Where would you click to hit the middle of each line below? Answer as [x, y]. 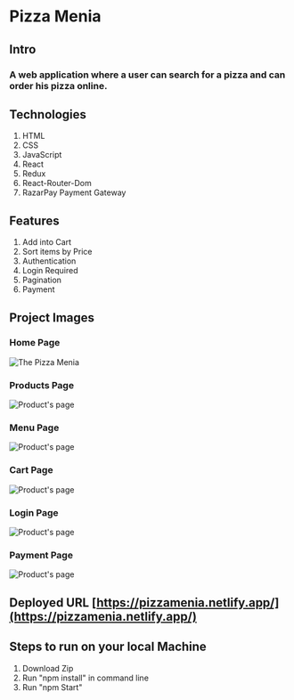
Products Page [41, 385]
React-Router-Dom [57, 183]
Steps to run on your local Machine [108, 647]
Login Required [50, 271]
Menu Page [34, 427]
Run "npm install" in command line [86, 678]
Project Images [52, 317]
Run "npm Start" [52, 687]
